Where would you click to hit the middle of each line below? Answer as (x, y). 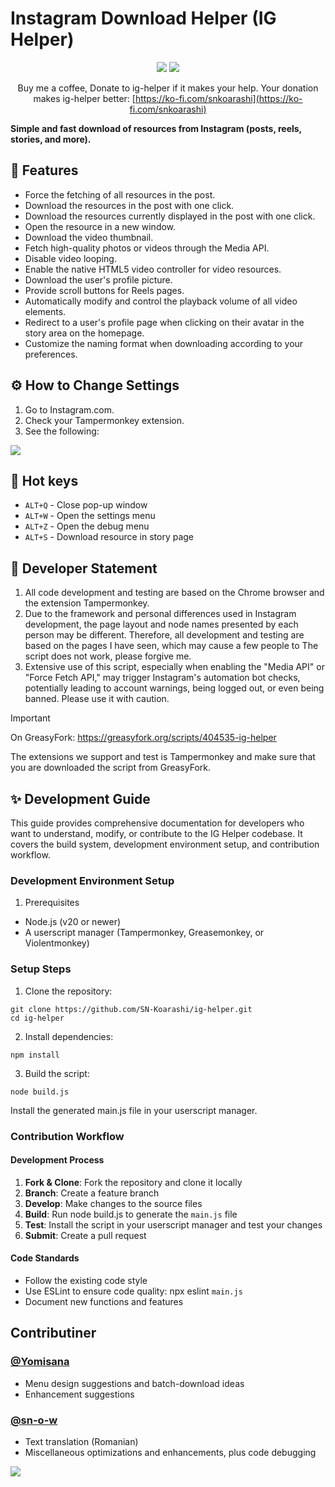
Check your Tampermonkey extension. (104, 420)
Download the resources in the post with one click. (129, 205)
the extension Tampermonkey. (87, 603)
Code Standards (45, 1258)
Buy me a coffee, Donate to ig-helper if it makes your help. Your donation (168, 88)
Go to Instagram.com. (69, 409)
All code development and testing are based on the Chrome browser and (174, 593)
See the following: (62, 431)
